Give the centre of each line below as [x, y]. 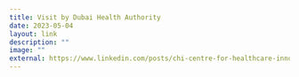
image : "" [28, 50]
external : [28, 58]
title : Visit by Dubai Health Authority [85, 17]
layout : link [33, 34]
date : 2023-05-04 [41, 26]
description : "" [39, 42]
